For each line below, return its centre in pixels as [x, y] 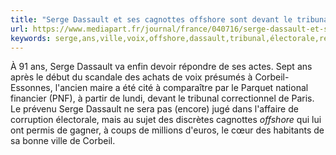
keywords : [31, 38]
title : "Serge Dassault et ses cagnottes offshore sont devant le [151, 19]
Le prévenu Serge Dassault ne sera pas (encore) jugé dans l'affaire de [154, 109]
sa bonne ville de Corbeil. [63, 141]
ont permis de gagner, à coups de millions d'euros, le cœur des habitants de [167, 130]
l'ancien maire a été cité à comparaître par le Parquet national [181, 88]
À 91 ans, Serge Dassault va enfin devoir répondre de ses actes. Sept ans [161, 67]
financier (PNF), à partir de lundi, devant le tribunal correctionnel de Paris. [162, 98]
